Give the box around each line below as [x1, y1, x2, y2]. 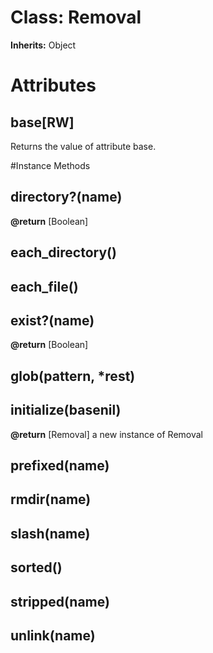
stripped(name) [10, 593, 110, 610]
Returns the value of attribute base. [10, 140, 157, 152]
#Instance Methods [10, 159, 91, 171]
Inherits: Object [10, 39, 77, 51]
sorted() [10, 559, 63, 576]
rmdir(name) [10, 491, 92, 508]
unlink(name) [10, 627, 96, 644]
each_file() [10, 278, 79, 295]
